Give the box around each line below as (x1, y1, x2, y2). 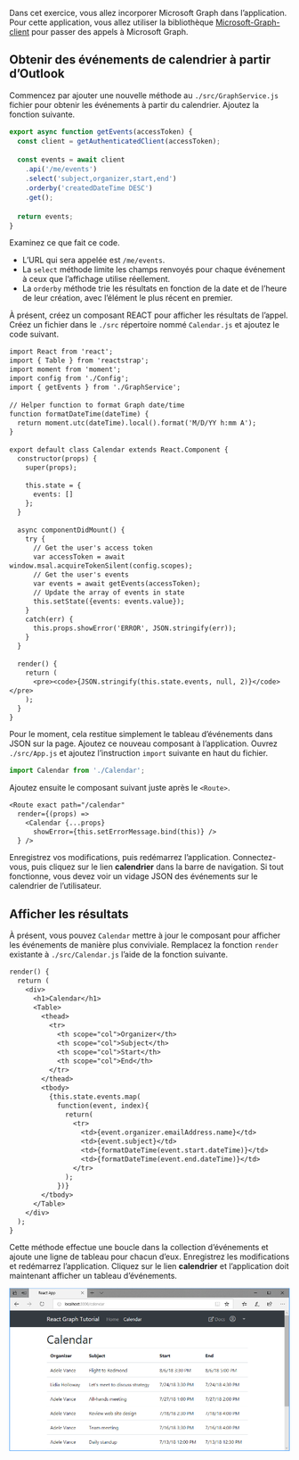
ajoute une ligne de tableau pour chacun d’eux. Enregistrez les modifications (9, 1251, 290, 1262)
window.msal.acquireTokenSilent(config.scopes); (9, 561, 193, 570)
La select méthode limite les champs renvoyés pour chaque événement (21, 264, 286, 275)
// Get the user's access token (32, 543, 153, 552)
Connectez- (232, 852, 277, 863)
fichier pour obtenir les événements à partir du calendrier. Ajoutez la (9, 99, 260, 110)
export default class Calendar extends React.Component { (9, 445, 229, 454)
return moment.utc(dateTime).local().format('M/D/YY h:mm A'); (17, 419, 256, 427)
